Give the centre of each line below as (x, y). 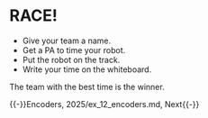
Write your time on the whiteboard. (87, 69)
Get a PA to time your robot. (74, 50)
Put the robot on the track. (71, 59)
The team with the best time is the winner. (87, 86)
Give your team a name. (66, 41)
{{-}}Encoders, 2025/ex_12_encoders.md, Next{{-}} (104, 104)
